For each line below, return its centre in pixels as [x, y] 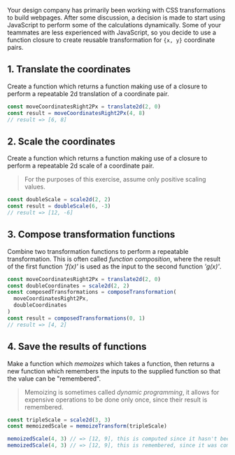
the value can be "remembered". [54, 379]
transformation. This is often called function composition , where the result [114, 259]
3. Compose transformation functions [91, 235]
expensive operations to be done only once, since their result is [116, 400]
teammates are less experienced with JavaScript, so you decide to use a [112, 32]
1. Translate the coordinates [69, 69]
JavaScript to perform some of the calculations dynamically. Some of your [114, 25]
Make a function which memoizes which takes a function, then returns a [111, 363]
